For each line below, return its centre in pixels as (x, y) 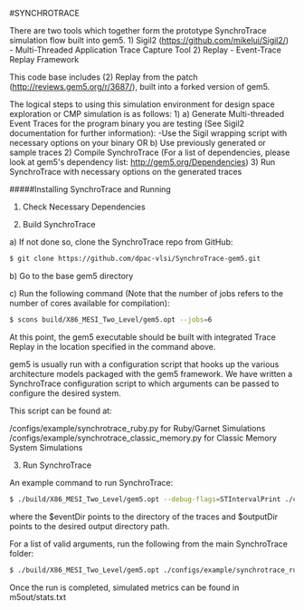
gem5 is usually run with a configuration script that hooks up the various (144, 364)
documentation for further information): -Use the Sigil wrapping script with (148, 133)
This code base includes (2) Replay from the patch (104, 77)
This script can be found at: (61, 411)
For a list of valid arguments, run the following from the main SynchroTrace (148, 544)
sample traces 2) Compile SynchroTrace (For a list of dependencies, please (150, 152)
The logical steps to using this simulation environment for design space (142, 104)
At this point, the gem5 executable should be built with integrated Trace (142, 337)
